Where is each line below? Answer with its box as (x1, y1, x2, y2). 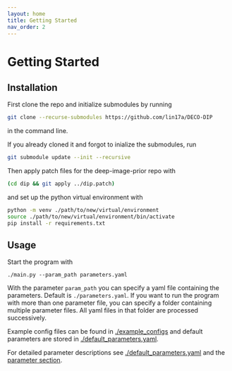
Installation (7, 82, 58, 94)
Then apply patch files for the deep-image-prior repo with (7, 167, 176, 175)
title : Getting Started (7, 17, 78, 24)
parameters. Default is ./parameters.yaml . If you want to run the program (7, 291, 219, 300)
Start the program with (7, 258, 73, 266)
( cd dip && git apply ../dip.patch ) (7, 180, 115, 187)
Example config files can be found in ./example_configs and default (7, 327, 203, 336)
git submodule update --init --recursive (7, 154, 131, 161)
